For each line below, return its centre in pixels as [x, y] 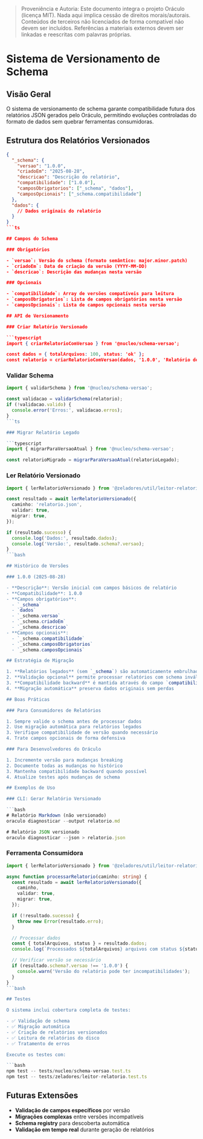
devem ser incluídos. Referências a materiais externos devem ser [102, 28]
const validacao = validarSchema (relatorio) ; [64, 399]
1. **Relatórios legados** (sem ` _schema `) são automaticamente [89, 672]
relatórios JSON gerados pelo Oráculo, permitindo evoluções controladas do [101, 115]
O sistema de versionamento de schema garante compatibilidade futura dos [101, 109]
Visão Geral [29, 94]
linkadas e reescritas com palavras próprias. [76, 35]
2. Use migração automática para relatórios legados [74, 727]
